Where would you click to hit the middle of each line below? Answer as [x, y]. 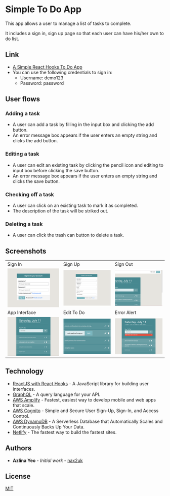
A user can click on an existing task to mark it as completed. [75, 206]
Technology [25, 371]
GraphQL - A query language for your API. [56, 394]
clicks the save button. [36, 181]
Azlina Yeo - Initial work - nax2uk [48, 460]
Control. [21, 416]
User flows [23, 99]
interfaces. [24, 389]
